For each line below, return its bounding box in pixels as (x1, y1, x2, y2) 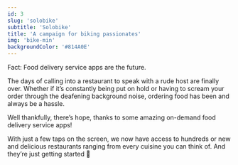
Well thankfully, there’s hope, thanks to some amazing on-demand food (7, 113, 217, 122)
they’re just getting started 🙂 (7, 150, 91, 158)
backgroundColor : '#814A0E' (7, 43, 91, 50)
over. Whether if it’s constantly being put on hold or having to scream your (7, 85, 225, 92)
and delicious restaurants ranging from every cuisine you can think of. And (7, 142, 226, 150)
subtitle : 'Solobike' (7, 23, 72, 31)
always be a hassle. (7, 100, 65, 107)
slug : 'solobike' (7, 17, 59, 24)
